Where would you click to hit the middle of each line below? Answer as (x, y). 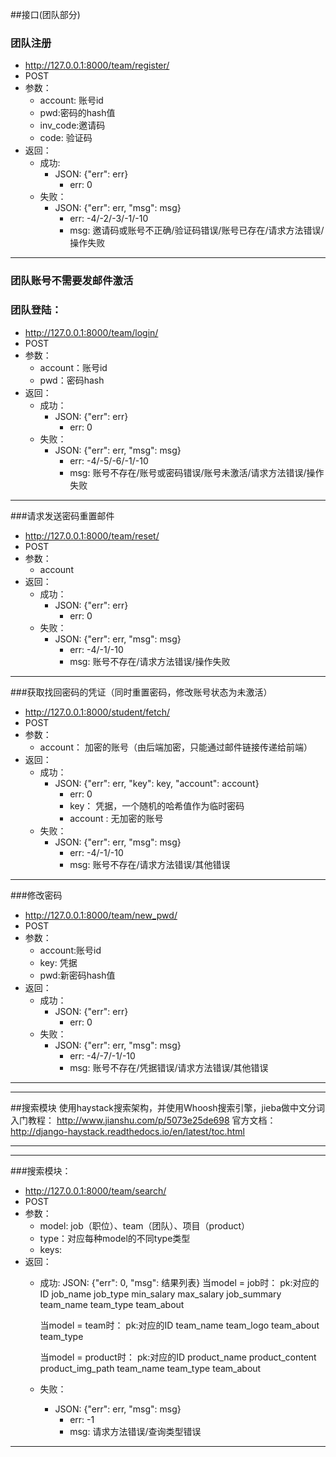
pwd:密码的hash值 (77, 113)
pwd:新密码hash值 (77, 975)
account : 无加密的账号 (116, 818)
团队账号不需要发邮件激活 (72, 281)
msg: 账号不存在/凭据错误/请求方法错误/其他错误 (169, 1067)
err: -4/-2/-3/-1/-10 (109, 219)
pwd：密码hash (72, 380)
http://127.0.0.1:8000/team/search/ (95, 1190)
